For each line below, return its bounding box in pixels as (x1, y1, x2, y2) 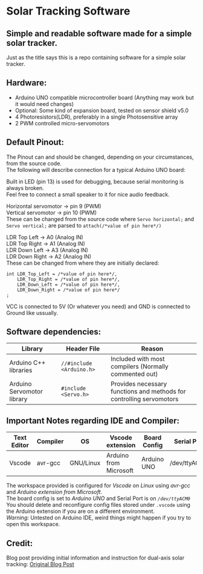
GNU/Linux (69, 459, 101, 467)
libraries (9, 366, 33, 375)
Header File (66, 345, 100, 353)
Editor (11, 441, 29, 449)
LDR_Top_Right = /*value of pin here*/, (17, 276, 120, 282)
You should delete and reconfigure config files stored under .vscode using (6, 501, 190, 509)
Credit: (6, 538, 33, 549)
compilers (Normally (111, 362, 169, 371)
